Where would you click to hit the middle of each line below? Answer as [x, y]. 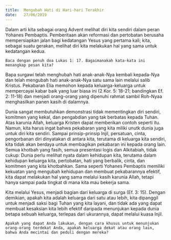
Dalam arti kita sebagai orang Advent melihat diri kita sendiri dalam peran [82, 29]
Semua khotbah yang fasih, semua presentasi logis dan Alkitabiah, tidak [81, 149]
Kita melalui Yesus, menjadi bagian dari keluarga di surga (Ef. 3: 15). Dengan [85, 192]
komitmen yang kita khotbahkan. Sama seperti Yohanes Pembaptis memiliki [85, 166]
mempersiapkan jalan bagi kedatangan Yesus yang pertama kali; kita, [78, 40]
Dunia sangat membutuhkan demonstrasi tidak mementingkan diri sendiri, [83, 112]
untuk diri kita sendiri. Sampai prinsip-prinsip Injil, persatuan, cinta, [76, 133]
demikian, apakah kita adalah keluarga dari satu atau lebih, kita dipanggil [82, 198]
